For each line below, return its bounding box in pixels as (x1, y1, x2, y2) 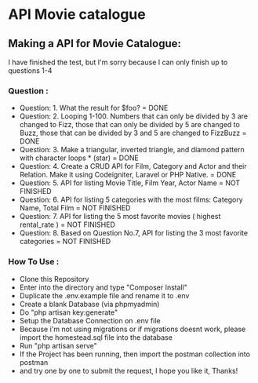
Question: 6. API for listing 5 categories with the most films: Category (19, 195, 243, 205)
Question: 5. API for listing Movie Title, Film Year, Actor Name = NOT (19, 178, 241, 188)
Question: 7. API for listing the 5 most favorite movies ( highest (19, 212, 221, 221)
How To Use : (8, 257, 60, 268)
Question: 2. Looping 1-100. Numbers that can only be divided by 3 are (19, 111, 249, 121)
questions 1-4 (8, 66, 53, 75)
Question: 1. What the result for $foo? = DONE (19, 104, 169, 113)
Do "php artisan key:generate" (19, 308, 118, 317)
